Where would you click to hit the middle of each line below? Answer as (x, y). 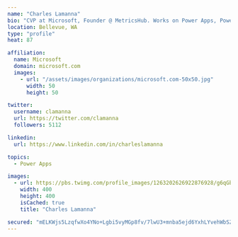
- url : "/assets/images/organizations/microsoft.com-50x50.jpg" (117, 79)
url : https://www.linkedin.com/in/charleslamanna (88, 144)
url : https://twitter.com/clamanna (66, 118)
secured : (20, 222)
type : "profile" (31, 34)
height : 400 (38, 196)
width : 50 (40, 86)
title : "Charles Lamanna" (58, 209)
